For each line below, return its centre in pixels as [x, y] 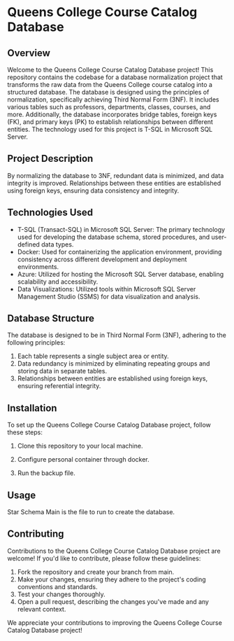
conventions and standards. [57, 586]
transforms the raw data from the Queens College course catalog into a [110, 84]
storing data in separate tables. [62, 371]
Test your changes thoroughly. [61, 594]
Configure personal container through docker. [83, 460]
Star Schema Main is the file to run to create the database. [91, 512]
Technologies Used [50, 213]
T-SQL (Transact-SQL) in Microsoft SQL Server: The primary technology [121, 229]
